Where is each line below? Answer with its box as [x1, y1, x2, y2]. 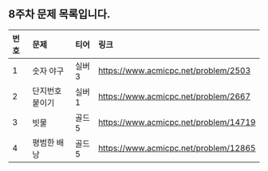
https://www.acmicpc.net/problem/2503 [98, 64, 251, 76]
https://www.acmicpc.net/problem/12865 [98, 142, 256, 154]
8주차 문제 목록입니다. [8, 7, 111, 21]
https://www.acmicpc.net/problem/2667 [98, 91, 251, 102]
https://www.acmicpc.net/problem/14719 [98, 116, 256, 127]
